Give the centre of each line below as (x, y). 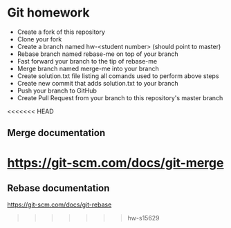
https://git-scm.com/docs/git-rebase (59, 205)
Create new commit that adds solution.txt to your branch (98, 83)
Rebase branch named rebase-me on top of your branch (98, 54)
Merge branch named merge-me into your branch (88, 68)
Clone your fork (39, 39)
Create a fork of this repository (61, 32)
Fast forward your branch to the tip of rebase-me (87, 61)
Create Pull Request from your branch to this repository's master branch (120, 97)
